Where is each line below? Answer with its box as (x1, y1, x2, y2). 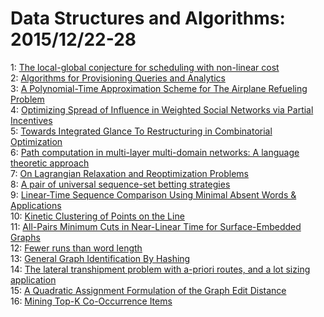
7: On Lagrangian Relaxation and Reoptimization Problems (10, 167, 249, 179)
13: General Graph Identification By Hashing (10, 252, 191, 264)
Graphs (10, 231, 41, 243)
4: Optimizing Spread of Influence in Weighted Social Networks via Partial (10, 103, 314, 116)
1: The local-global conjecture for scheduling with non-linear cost (10, 61, 280, 73)
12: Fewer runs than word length (10, 242, 143, 254)
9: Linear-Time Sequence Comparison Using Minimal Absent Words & (10, 188, 297, 201)
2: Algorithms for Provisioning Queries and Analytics (10, 72, 226, 84)
